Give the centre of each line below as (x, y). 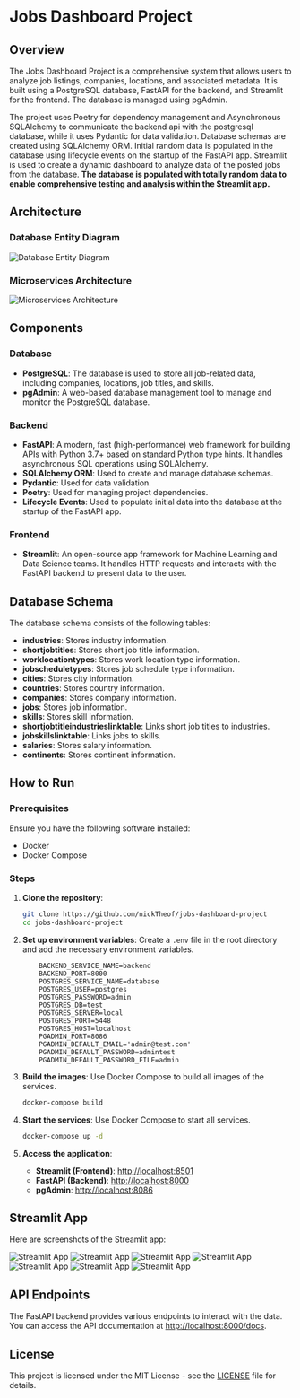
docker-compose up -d (62, 1136)
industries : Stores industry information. (95, 641)
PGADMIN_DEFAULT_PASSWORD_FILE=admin (109, 1060)
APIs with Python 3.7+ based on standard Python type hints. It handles (153, 454)
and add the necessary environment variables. (108, 949)
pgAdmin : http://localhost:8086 (94, 1190)
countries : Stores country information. (94, 688)
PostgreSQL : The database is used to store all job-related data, (139, 373)
